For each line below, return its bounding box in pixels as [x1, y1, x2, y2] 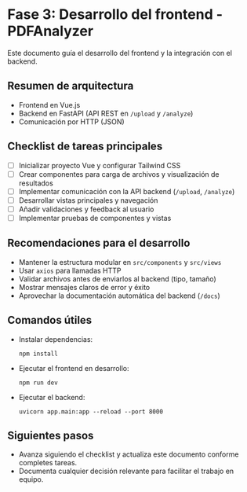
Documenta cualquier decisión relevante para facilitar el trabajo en [18, 466, 234, 476]
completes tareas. [18, 458, 78, 468]
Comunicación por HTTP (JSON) [18, 116, 125, 127]
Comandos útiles [7, 314, 93, 327]
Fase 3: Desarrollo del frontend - [7, 6, 223, 24]
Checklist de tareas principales [7, 140, 163, 153]
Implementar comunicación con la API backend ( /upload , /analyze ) [18, 186, 235, 196]
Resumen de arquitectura [7, 79, 134, 93]
